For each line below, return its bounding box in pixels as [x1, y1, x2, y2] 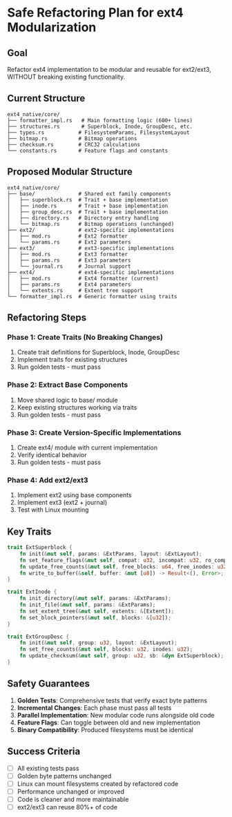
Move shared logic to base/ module [17, 396, 119, 404]
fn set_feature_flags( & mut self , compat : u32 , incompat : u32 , [19, 557, 202, 564]
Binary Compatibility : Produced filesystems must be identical [17, 725, 193, 733]
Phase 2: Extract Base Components [7, 380, 128, 390]
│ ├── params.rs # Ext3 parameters [7, 257, 131, 264]
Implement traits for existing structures [17, 356, 128, 364]
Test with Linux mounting [17, 506, 89, 514]
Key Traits [7, 526, 52, 537]
